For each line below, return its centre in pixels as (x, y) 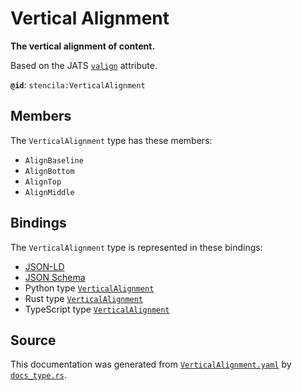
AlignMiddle (49, 192)
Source (33, 340)
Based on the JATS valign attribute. (84, 65)
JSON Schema (55, 277)
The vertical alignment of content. (83, 46)
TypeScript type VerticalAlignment (97, 309)
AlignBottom (49, 171)
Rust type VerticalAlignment (84, 298)
